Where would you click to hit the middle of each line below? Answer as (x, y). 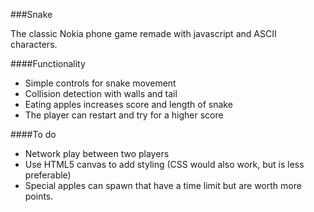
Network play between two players (97, 153)
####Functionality (48, 63)
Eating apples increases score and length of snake (128, 104)
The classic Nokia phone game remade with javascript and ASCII (143, 33)
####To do (33, 134)
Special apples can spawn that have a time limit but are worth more (163, 185)
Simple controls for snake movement (100, 83)
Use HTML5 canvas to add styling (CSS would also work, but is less (164, 164)
